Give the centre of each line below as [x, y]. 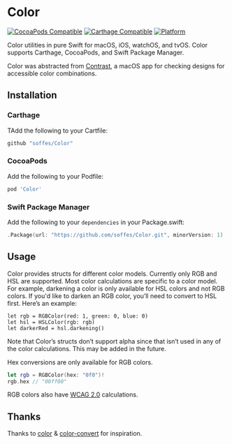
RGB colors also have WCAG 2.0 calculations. [73, 394]
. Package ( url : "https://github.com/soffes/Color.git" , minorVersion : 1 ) [115, 235]
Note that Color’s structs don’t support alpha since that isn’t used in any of [114, 341]
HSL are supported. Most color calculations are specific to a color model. [113, 281]
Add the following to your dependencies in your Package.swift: [96, 222]
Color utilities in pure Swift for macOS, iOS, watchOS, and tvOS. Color [108, 45]
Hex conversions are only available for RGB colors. [80, 362]
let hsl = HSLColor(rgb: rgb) [51, 322]
